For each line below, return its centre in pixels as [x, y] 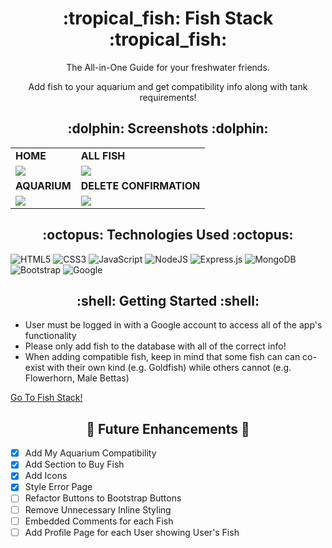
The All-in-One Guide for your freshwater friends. [168, 67]
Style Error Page [58, 487]
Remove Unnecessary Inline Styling [98, 509]
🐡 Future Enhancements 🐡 [168, 428]
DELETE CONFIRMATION [140, 185]
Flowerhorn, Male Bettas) [77, 378]
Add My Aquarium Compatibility [90, 453]
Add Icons [46, 476]
